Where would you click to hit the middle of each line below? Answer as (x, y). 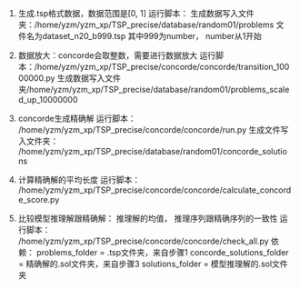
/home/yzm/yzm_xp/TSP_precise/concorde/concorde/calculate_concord (155, 190)
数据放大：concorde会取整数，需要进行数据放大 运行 (117, 55)
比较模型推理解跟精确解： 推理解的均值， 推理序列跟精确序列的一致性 (148, 218)
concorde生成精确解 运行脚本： (77, 118)
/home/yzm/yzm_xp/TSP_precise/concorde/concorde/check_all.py (144, 241)
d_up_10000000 (48, 100)
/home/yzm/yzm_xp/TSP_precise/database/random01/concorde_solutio (153, 151)
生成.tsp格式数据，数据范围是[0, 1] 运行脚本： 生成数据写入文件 (136, 13)
